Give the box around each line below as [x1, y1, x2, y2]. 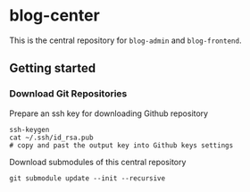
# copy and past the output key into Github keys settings [9, 140, 234, 150]
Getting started [9, 61, 96, 76]
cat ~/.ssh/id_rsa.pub [9, 133, 94, 142]
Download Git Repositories [9, 88, 128, 100]
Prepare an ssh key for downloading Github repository [9, 108, 208, 119]
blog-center [9, 5, 100, 26]
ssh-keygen [9, 125, 50, 134]
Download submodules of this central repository [9, 156, 187, 167]
